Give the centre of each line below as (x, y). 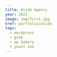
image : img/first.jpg (28, 19)
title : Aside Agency (27, 10)
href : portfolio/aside (28, 24)
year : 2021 (16, 14)
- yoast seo (22, 47)
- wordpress (22, 33)
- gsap (16, 38)
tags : (11, 28)
